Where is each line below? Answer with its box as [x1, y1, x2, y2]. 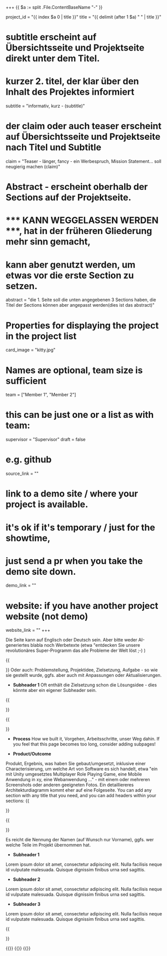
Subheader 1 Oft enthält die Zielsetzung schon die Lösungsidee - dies [12, 682, 157, 688]
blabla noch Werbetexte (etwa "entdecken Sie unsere [30, 642, 140, 648]
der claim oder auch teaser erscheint [5, 120, 162, 132]
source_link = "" [5, 470, 39, 476]
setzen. [5, 280, 38, 292]
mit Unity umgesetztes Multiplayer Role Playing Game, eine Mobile [5, 771, 142, 777]
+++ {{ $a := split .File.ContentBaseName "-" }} [5, 5, 103, 10]
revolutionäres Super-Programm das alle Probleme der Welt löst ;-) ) [5, 647, 146, 653]
